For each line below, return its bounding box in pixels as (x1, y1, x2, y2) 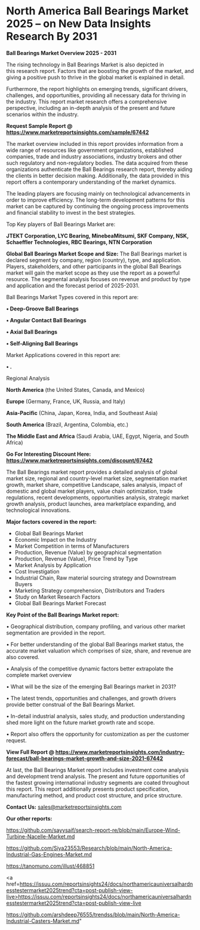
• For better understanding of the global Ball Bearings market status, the (6, 641, 184, 648)
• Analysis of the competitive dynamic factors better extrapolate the (6, 665, 174, 672)
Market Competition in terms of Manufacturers (14, 542, 130, 550)
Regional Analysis (6, 374, 50, 382)
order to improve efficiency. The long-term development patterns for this (6, 196, 185, 203)
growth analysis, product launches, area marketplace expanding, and (6, 500, 176, 507)
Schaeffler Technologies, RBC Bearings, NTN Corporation (6, 238, 152, 246)
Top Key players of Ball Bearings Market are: (6, 220, 116, 228)
